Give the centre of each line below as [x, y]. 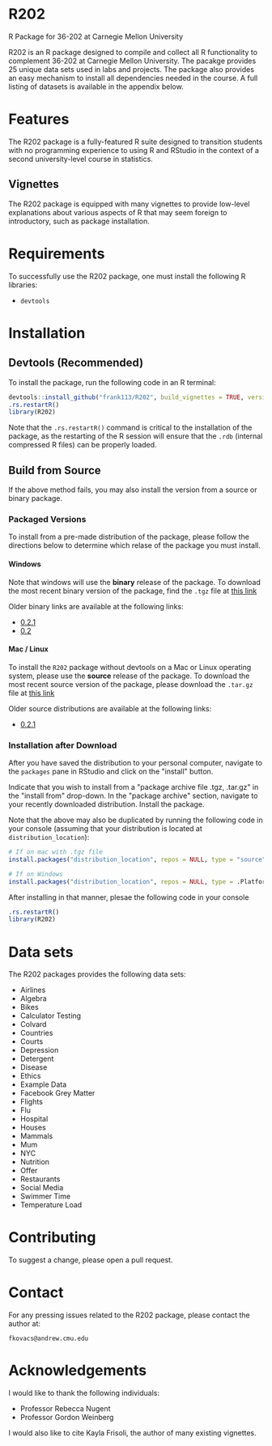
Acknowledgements [78, 1370]
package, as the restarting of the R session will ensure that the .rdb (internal [136, 436]
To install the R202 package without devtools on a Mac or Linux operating [130, 667]
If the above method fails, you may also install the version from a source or [133, 490]
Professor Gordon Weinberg [67, 1418]
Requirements [57, 254]
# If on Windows [36, 874]
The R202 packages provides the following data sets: [97, 974]
